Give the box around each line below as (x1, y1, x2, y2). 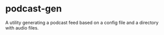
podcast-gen (5, 3, 62, 14)
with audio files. (5, 24, 39, 30)
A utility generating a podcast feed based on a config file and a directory (5, 19, 159, 25)
